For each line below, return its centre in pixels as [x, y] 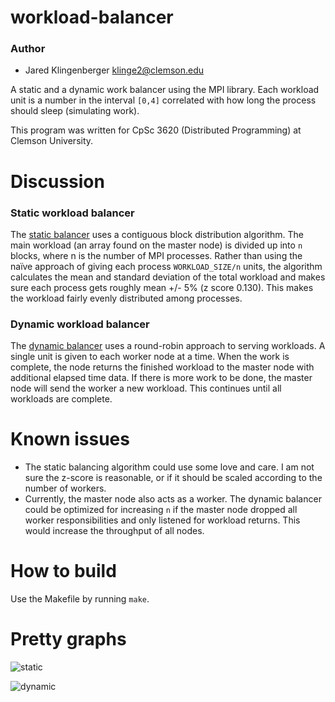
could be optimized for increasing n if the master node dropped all [161, 510]
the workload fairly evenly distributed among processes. [126, 298]
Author [28, 49]
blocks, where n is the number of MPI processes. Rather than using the [156, 255]
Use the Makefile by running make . [80, 599]
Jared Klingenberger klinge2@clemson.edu [114, 70]
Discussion [57, 181]
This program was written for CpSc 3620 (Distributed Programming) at [156, 130]
